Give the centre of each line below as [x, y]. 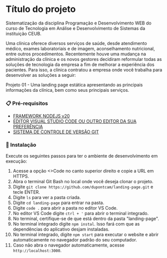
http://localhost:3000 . [37, 250]
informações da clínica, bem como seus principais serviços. [67, 90]
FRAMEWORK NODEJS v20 [41, 116]
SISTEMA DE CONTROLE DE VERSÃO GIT [56, 132]
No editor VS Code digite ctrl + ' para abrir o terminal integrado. [81, 213]
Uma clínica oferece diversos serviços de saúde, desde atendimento [76, 43]
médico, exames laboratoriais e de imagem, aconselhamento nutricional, [80, 48]
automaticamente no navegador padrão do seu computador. [75, 240]
